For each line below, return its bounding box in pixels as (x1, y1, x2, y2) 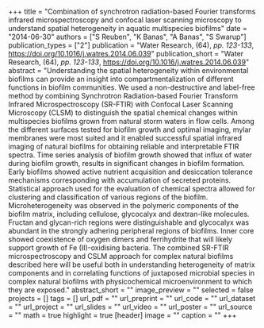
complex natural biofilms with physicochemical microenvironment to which (8, 277, 252, 286)
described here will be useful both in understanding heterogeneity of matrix (8, 260, 255, 269)
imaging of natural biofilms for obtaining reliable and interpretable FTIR (8, 142, 239, 151)
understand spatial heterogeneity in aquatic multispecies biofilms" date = (8, 24, 247, 33)
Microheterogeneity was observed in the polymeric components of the (8, 201, 239, 210)
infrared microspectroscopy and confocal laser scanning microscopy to (8, 15, 242, 25)
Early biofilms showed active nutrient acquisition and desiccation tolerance (8, 167, 254, 176)
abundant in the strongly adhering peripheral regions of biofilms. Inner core (8, 226, 254, 235)
